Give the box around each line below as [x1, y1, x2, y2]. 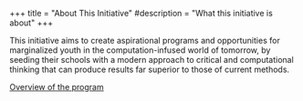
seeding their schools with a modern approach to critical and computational [9, 55, 294, 65]
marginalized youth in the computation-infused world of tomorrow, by [9, 45, 271, 56]
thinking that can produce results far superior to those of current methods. [9, 64, 290, 75]
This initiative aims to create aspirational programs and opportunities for [9, 35, 280, 45]
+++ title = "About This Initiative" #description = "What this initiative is [9, 8, 274, 18]
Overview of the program [9, 82, 104, 92]
